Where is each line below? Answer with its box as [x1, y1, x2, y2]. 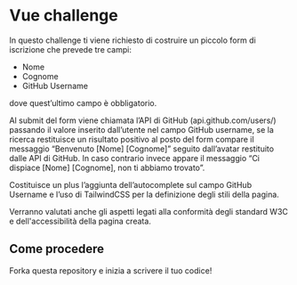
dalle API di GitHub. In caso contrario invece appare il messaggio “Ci [9, 152, 261, 163]
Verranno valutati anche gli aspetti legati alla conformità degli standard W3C [9, 206, 289, 216]
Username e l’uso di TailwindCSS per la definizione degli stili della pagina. [9, 189, 280, 199]
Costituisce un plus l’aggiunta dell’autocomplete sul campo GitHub [9, 179, 252, 190]
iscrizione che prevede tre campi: [9, 44, 132, 54]
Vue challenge [9, 5, 118, 26]
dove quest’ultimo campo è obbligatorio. [9, 97, 157, 108]
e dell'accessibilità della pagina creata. [9, 216, 151, 226]
